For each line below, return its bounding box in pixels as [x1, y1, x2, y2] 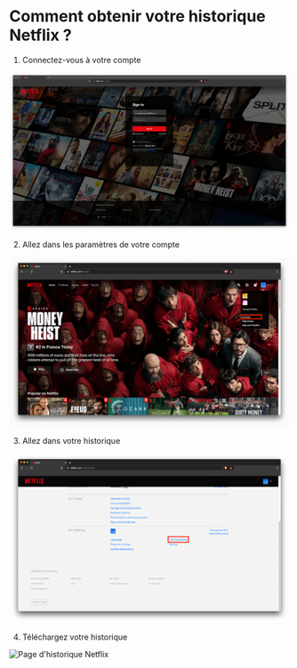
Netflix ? [9, 25, 73, 45]
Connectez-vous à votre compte [21, 54, 141, 65]
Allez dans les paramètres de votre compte [21, 239, 181, 250]
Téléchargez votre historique [21, 632, 128, 642]
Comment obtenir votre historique [9, 6, 266, 27]
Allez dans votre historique [21, 436, 121, 447]
